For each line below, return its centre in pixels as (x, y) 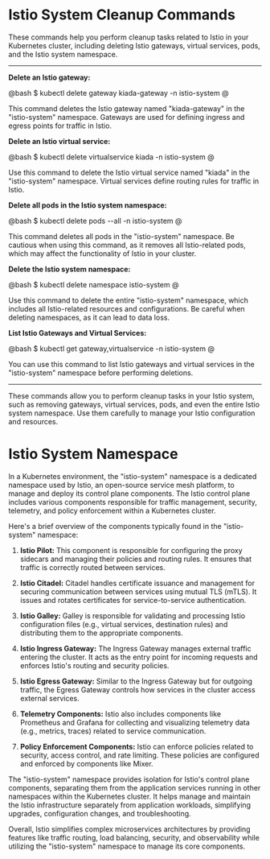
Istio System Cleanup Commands (122, 15)
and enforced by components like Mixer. (87, 763)
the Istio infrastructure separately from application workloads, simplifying (130, 805)
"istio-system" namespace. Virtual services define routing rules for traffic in (134, 181)
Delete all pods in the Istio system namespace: (88, 205)
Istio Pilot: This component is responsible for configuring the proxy (131, 550)
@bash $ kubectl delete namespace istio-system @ (94, 284)
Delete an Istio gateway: (49, 77)
